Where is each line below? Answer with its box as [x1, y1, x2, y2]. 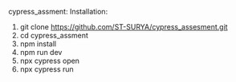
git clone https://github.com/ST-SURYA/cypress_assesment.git [19, 22, 228, 31]
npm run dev [19, 48, 63, 57]
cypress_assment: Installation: [8, 7, 108, 16]
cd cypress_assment [19, 31, 88, 40]
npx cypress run [19, 64, 74, 74]
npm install [19, 39, 57, 49]
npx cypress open [19, 56, 80, 65]
